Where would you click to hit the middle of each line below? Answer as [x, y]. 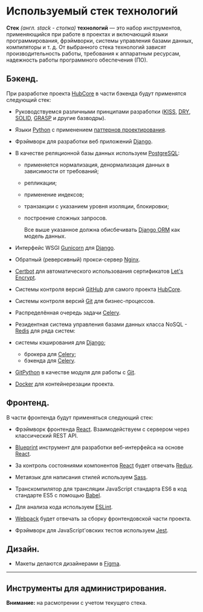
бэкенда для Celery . [50, 360]
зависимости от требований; [61, 171]
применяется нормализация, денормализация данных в [97, 165]
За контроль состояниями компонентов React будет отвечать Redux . [104, 465]
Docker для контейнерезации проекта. [65, 384]
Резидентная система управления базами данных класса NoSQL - [101, 324]
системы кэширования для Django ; [60, 342]
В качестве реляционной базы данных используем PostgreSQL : [97, 153]
